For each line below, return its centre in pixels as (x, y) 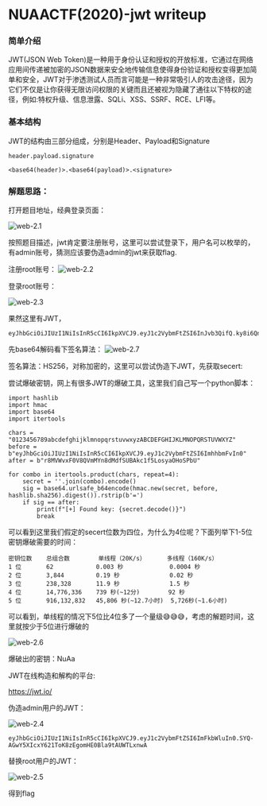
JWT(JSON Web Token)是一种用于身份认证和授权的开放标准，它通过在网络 (131, 60)
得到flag (22, 793)
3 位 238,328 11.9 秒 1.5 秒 (99, 584)
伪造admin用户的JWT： (47, 708)
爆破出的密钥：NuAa (42, 659)
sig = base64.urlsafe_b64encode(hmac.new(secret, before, (120, 489)
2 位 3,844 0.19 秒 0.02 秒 (101, 575)
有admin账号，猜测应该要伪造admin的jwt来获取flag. (93, 253)
